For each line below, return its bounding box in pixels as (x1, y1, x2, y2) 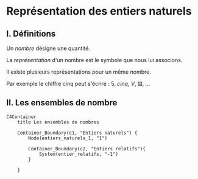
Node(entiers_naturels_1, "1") (28, 135, 108, 141)
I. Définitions (6, 29, 56, 39)
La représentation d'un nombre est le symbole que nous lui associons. (6, 57, 183, 63)
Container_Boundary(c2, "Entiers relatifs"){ (28, 146, 146, 152)
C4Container (6, 114, 37, 120)
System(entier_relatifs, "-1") (38, 151, 119, 157)
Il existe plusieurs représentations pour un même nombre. (6, 68, 151, 75)
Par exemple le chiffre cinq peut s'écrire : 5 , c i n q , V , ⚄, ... (6, 80, 150, 87)
